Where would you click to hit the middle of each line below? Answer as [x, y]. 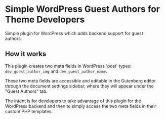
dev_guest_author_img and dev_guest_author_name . [56, 71]
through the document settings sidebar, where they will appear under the [80, 86]
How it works [26, 54]
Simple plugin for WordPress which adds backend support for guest [74, 33]
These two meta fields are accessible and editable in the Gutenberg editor [81, 80]
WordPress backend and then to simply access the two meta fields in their [81, 106]
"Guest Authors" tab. [26, 91]
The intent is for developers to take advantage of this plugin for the [73, 101]
